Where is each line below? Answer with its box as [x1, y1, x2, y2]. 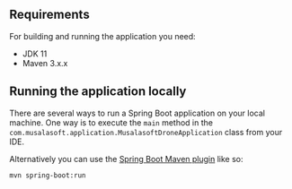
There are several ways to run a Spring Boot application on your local [9, 107, 265, 118]
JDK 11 [22, 48, 48, 59]
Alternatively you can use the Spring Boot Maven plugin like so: [9, 153, 244, 164]
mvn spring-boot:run [9, 170, 87, 180]
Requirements [9, 7, 90, 22]
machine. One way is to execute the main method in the [9, 116, 214, 128]
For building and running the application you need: [9, 30, 196, 41]
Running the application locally [9, 84, 187, 99]
